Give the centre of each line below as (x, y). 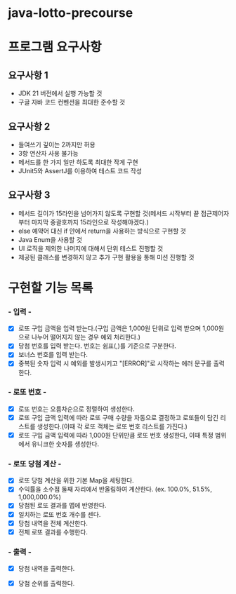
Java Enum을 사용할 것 (50, 239)
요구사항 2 (29, 127)
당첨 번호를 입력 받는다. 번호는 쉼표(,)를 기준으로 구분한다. (97, 346)
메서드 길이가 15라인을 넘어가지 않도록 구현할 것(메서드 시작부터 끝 (109, 213)
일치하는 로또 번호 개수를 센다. (59, 514)
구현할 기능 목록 (51, 288)
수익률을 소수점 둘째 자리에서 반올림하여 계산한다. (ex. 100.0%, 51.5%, (115, 490)
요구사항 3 (29, 195)
